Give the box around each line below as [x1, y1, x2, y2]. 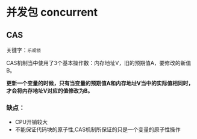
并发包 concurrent [6, 5, 98, 19]
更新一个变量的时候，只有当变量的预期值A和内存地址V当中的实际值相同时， [6, 79, 194, 87]
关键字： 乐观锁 [6, 46, 41, 54]
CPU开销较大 [14, 119, 48, 126]
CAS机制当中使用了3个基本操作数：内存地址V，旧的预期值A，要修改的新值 [6, 60, 192, 66]
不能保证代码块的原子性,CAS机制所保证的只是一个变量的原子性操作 [14, 126, 181, 133]
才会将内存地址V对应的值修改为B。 [6, 87, 93, 94]
